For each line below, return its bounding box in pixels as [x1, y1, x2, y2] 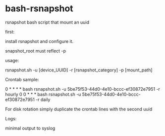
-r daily [35, 97, 51, 102]
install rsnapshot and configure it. [5, 38, 74, 44]
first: [5, 29, 15, 34]
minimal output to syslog [5, 125, 55, 131]
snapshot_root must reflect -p [5, 48, 66, 54]
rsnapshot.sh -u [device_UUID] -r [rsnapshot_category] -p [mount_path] [5, 67, 153, 73]
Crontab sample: [5, 76, 39, 82]
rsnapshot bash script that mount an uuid [5, 19, 89, 25]
